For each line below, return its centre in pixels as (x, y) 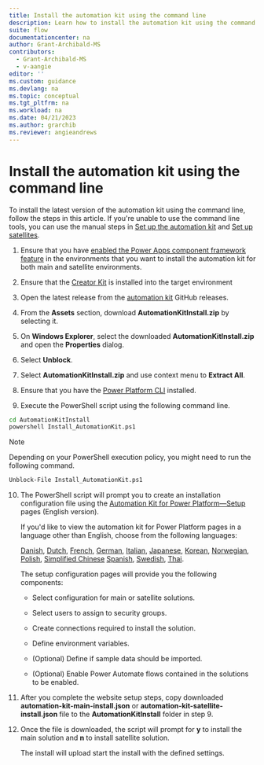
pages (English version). (59, 512)
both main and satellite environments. (81, 267)
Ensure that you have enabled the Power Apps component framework (133, 250)
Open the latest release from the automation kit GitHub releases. (124, 297)
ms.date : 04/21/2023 (43, 118)
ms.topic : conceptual (44, 96)
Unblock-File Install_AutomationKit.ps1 (76, 480)
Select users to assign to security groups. (99, 613)
